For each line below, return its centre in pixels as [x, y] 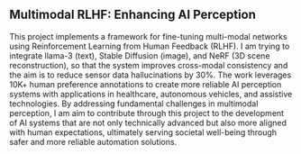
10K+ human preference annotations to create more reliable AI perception [146, 84]
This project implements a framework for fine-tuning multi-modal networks [148, 36]
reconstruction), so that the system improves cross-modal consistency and [149, 65]
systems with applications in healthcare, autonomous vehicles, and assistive [151, 94]
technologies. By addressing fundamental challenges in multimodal [134, 104]
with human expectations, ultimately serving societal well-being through [143, 132]
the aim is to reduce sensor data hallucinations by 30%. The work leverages [150, 75]
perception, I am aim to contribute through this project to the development [147, 113]
